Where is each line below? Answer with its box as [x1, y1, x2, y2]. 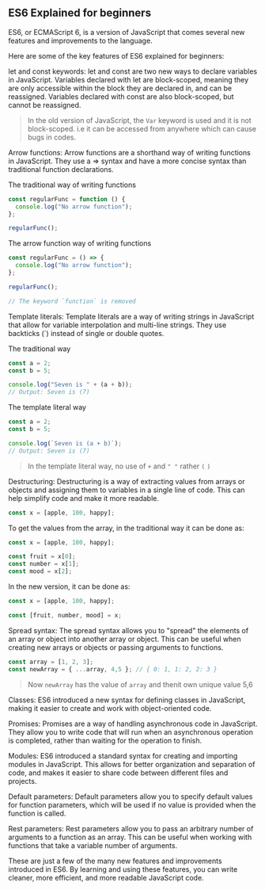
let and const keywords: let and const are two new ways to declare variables [8, 67, 258, 76]
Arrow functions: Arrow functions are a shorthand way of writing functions [8, 147, 251, 157]
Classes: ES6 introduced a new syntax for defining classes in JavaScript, [8, 695, 246, 705]
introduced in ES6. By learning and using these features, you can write [8, 864, 238, 874]
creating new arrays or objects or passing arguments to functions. [8, 642, 224, 652]
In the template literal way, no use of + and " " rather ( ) [27, 461, 211, 471]
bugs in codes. [27, 132, 77, 142]
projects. [8, 776, 37, 785]
